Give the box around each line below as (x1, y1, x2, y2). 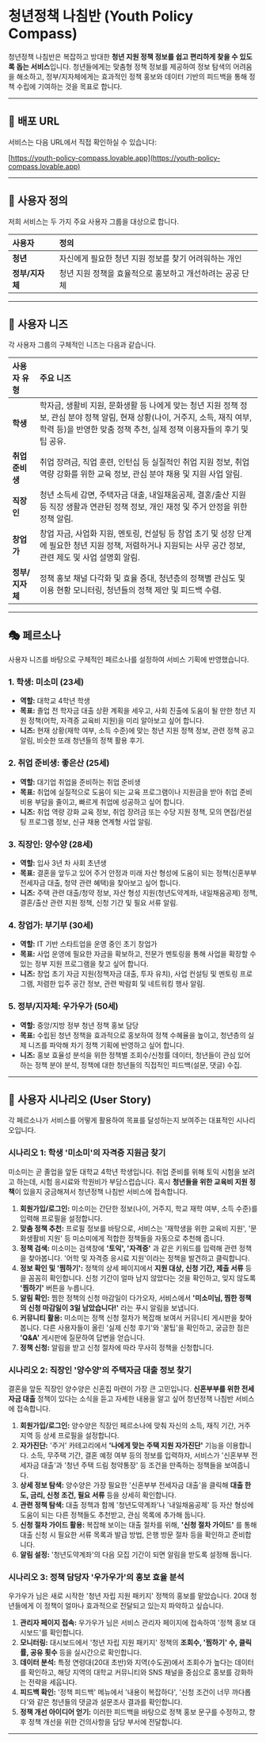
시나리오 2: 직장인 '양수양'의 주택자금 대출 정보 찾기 (8, 1364, 192, 1375)
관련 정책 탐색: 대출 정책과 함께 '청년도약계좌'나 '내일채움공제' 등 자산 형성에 (19, 1501, 254, 1510)
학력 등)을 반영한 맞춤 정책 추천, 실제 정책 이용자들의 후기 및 (39, 424, 249, 435)
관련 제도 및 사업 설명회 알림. (39, 552, 140, 563)
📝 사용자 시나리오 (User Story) (8, 1093, 152, 1107)
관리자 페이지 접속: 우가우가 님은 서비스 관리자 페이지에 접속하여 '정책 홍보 (19, 1618, 248, 1628)
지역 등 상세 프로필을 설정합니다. (19, 1431, 120, 1440)
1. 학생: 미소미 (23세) (8, 677, 85, 688)
